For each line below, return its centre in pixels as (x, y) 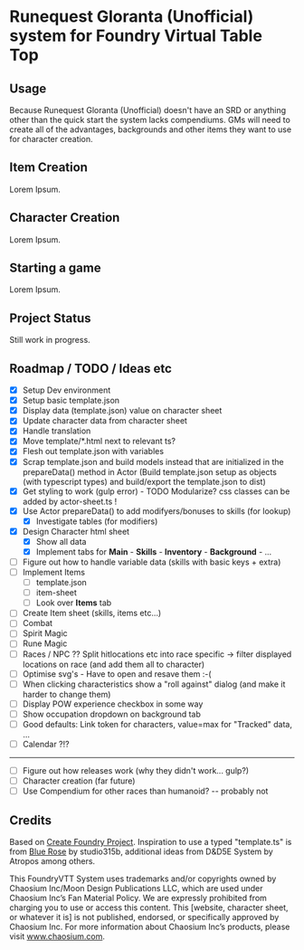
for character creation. (51, 139)
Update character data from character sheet (105, 421)
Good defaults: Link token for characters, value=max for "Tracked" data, (157, 724)
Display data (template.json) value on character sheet (122, 411)
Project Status (51, 318)
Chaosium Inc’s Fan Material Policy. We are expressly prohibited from (138, 898)
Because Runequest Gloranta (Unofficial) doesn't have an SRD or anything (148, 110)
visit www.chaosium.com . (57, 936)
